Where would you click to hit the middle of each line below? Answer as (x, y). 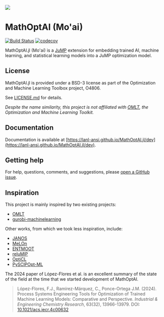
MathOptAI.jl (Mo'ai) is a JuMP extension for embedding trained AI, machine (82, 50)
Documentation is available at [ (36, 140)
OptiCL (19, 259)
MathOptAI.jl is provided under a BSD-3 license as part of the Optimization (80, 83)
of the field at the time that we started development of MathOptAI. (72, 279)
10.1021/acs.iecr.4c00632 (43, 310)
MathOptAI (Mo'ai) (44, 27)
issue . (11, 177)
